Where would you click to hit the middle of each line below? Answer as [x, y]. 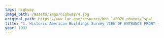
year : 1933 [16, 28]
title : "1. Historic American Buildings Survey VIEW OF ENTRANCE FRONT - [82, 23]
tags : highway [20, 10]
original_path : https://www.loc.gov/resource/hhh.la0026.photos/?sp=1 [79, 19]
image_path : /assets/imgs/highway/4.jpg [47, 14]
